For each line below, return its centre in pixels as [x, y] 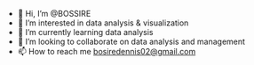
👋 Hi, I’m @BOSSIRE [54, 14]
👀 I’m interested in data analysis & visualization [103, 23]
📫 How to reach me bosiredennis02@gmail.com [107, 51]
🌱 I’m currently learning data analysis [85, 32]
